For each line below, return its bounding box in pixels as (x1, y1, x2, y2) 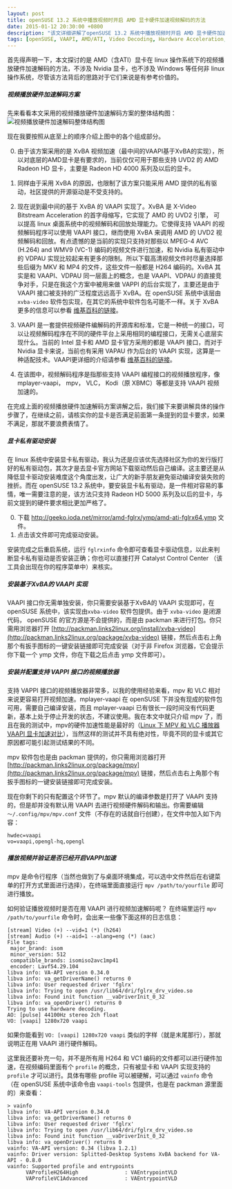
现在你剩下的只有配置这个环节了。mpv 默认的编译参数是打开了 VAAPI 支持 (7, 792, 218, 800)
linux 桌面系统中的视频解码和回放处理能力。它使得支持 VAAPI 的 (37, 219, 219, 228)
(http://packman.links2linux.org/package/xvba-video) (7, 633, 160, 642)
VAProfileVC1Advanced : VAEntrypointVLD (25, 1174, 177, 1182)
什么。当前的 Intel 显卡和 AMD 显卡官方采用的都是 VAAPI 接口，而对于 (23, 338, 223, 347)
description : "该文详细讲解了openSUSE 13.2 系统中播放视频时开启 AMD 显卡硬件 (7, 29, 217, 37)
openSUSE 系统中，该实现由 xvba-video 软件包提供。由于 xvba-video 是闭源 (7, 607, 222, 616)
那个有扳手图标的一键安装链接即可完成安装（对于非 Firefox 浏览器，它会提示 (7, 642, 224, 651)
